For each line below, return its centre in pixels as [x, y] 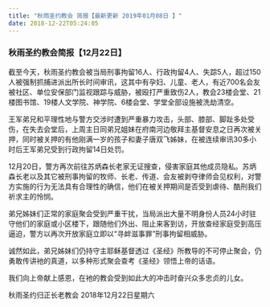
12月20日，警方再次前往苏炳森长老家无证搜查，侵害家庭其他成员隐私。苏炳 [133, 166]
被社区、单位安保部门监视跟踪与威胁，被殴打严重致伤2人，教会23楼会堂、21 [135, 92]
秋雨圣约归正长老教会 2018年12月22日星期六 [82, 295]
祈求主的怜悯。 [33, 196]
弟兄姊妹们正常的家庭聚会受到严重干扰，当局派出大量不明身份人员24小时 [129, 213]
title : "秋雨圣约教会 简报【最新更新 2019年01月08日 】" [95, 16]
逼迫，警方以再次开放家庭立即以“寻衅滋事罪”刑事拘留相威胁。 [110, 233]
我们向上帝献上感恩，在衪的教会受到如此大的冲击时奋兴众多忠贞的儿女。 [128, 277]
